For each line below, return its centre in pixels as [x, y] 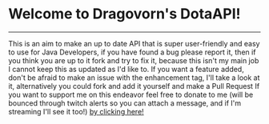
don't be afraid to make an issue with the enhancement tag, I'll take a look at [134, 78]
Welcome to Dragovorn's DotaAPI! [124, 14]
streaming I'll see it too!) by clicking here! [76, 111]
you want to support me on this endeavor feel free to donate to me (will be [131, 94]
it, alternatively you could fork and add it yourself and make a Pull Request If [134, 86]
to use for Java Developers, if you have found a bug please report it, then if [132, 52]
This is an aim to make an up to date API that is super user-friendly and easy [134, 43]
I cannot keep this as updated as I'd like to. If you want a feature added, [126, 69]
